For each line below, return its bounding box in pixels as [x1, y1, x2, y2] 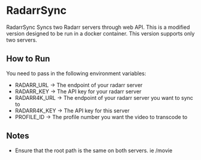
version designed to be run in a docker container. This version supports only [6, 29, 195, 37]
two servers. [6, 36, 37, 43]
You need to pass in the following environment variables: [6, 70, 146, 77]
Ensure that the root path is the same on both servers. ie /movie [14, 147, 173, 154]
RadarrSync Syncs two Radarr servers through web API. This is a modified [6, 23, 190, 31]
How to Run [6, 54, 50, 64]
